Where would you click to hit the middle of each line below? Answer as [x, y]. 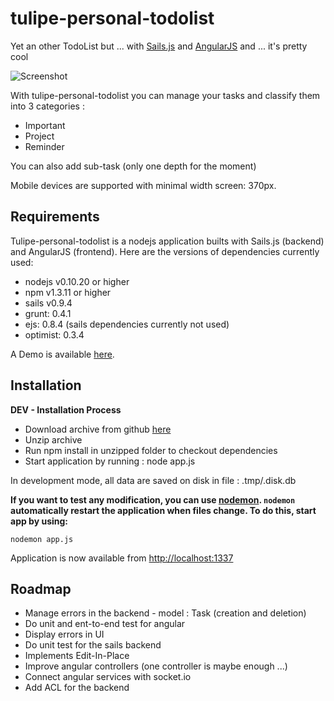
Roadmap [41, 588]
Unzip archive [53, 439]
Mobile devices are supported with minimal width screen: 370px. [143, 185]
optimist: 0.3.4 [54, 334]
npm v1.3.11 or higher [68, 292]
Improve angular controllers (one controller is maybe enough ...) [156, 666]
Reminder [44, 146]
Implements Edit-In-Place [77, 656]
